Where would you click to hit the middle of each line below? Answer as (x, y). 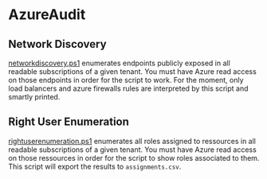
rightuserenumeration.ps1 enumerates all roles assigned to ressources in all (132, 141)
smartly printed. (34, 97)
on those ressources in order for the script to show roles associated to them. (134, 158)
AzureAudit (47, 15)
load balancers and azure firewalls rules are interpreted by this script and (128, 88)
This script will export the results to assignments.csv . (95, 166)
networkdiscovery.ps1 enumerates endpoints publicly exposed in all (120, 63)
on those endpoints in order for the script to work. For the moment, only (126, 80)
